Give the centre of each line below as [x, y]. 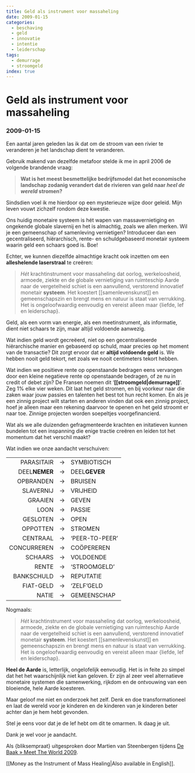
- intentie [25, 44]
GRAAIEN [41, 500]
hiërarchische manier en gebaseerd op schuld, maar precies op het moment [97, 346]
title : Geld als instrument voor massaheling [62, 11]
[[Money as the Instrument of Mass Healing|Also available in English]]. [90, 763]
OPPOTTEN [37, 529]
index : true [20, 71]
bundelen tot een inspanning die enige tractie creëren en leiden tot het [91, 431]
